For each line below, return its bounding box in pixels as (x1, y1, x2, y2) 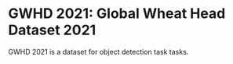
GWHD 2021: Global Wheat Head (8, 5, 226, 23)
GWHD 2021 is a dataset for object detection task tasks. (8, 47, 189, 56)
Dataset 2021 (8, 21, 96, 39)
